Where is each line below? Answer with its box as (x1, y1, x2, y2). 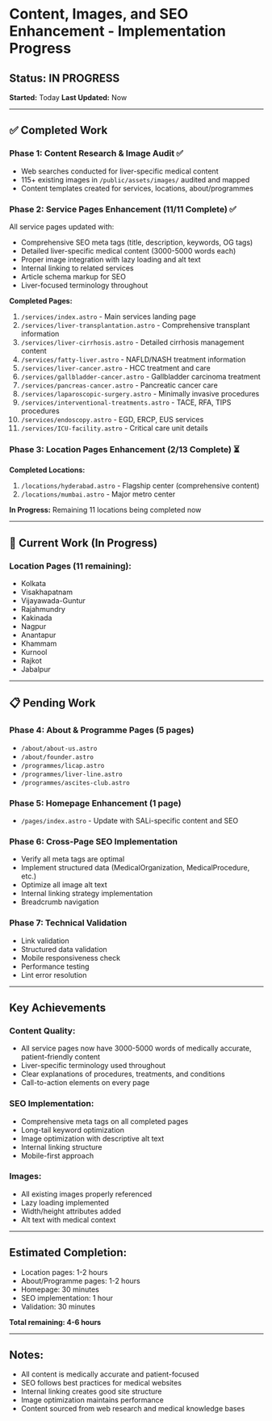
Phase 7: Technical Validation (9, 917, 128, 928)
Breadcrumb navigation (20, 897, 99, 907)
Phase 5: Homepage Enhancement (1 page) (9, 797, 182, 808)
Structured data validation (20, 944, 107, 954)
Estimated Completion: (9, 1246, 128, 1260)
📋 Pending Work (9, 696, 96, 710)
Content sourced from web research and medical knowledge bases (20, 1404, 245, 1414)
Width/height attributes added (20, 1206, 122, 1216)
